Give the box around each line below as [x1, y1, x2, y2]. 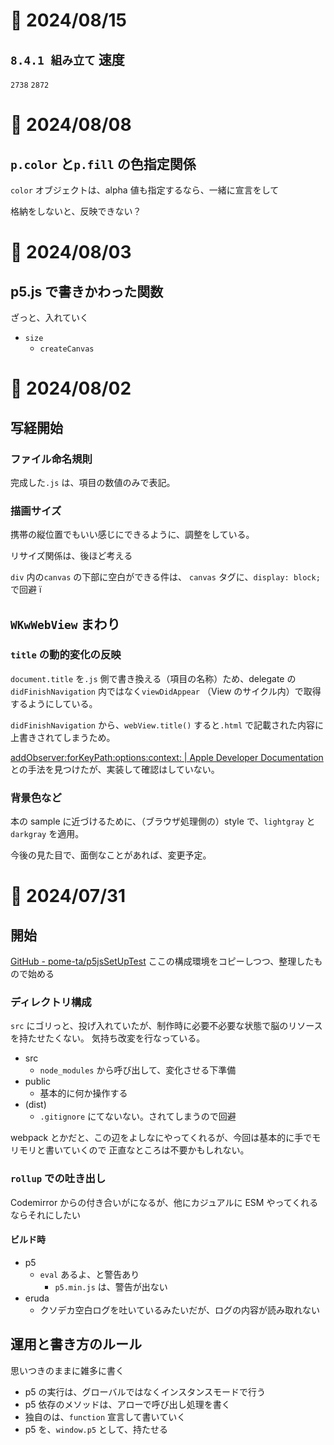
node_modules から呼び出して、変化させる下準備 [39, 1064, 237, 1076]
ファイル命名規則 [10, 452, 93, 466]
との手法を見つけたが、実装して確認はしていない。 [10, 763, 220, 775]
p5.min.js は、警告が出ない [54, 1280, 168, 1293]
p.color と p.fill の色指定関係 [10, 155, 197, 173]
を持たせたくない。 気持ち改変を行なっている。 [10, 1032, 206, 1044]
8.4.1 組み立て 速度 [10, 51, 125, 68]
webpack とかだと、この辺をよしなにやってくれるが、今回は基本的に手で [10, 1132, 313, 1144]
